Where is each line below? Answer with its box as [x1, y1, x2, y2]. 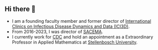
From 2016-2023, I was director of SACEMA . [11, 28, 103, 35]
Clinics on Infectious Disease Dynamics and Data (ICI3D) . [11, 23, 130, 29]
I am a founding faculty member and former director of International [11, 18, 152, 24]
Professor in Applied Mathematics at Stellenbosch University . [11, 39, 138, 45]
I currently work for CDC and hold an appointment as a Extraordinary [11, 34, 154, 40]
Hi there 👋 [4, 5, 36, 13]
